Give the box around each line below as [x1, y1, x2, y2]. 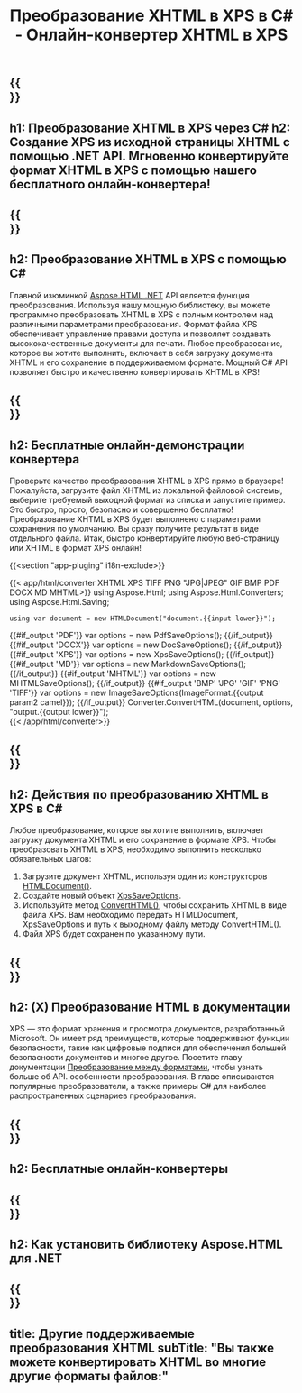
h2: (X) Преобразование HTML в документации [9, 999, 291, 1014]
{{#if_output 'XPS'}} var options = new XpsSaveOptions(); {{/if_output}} [9, 648, 275, 659]
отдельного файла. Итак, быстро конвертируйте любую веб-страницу [9, 533, 280, 544]
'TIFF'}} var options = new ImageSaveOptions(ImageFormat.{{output [9, 687, 264, 698]
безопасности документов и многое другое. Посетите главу [9, 1052, 243, 1063]
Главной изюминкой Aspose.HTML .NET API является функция [9, 289, 250, 300]
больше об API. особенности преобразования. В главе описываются [9, 1071, 275, 1082]
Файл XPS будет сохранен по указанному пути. [22, 929, 206, 939]
